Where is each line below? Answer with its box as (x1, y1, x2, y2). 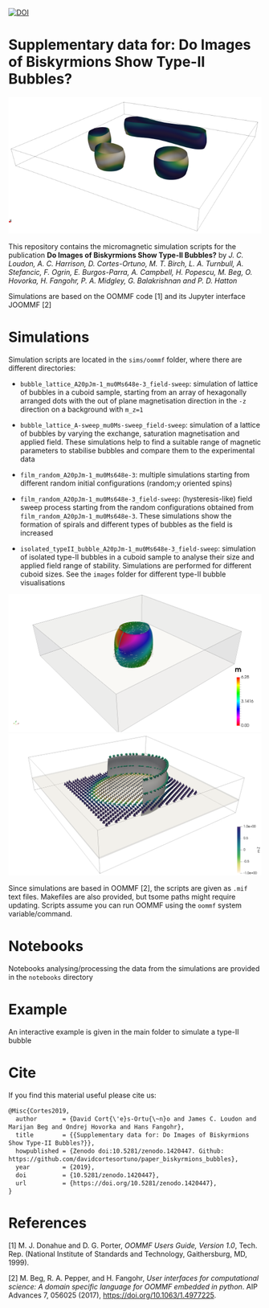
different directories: (8, 363, 76, 373)
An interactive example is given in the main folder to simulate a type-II (8, 1027, 239, 1036)
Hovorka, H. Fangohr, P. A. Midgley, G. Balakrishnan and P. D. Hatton (8, 276, 238, 285)
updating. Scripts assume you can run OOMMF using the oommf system (8, 900, 243, 910)
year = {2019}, (15, 1162, 95, 1171)
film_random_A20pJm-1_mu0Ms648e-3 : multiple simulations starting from (19, 469, 251, 479)
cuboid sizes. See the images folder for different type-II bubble (19, 569, 226, 579)
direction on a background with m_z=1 (19, 404, 144, 414)
